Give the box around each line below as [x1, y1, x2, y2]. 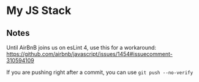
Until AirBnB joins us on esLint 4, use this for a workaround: [6, 44, 157, 51]
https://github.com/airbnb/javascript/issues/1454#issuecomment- [6, 50, 173, 58]
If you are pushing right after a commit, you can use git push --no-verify [6, 69, 193, 76]
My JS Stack [6, 4, 72, 18]
